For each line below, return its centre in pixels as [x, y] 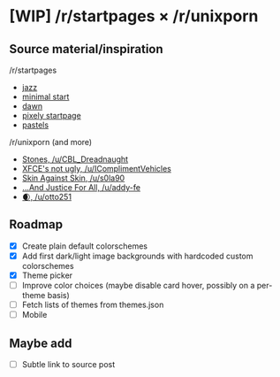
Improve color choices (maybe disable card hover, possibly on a [138, 285]
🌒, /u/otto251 [47, 197]
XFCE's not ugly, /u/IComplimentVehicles [97, 169]
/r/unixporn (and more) [51, 142]
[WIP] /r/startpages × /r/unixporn [134, 16]
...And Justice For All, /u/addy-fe [81, 187]
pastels [35, 125]
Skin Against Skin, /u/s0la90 [73, 178]
